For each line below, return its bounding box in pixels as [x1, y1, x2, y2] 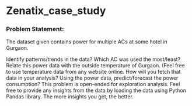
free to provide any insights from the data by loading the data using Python [6, 87, 187, 94]
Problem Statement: [6, 25, 64, 33]
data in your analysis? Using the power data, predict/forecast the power [6, 74, 179, 81]
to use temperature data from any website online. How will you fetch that [6, 69, 181, 76]
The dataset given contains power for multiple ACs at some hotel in [6, 38, 167, 45]
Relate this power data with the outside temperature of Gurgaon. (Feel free [6, 62, 185, 69]
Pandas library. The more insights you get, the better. [6, 93, 134, 100]
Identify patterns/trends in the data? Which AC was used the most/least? [6, 56, 181, 63]
